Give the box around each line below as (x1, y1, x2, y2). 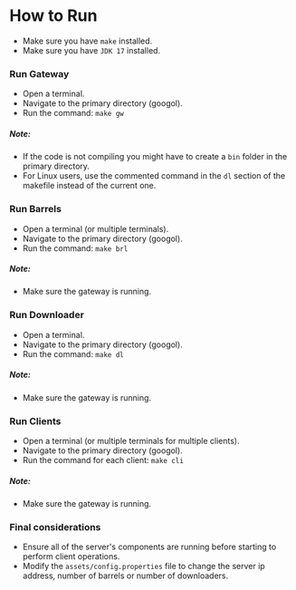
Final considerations (9, 520, 101, 533)
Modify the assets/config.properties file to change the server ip (22, 561, 265, 572)
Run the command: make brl (22, 242, 129, 254)
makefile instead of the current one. (22, 180, 157, 191)
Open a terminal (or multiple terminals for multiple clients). (22, 436, 240, 447)
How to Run (9, 5, 98, 26)
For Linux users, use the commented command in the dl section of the (22, 170, 286, 181)
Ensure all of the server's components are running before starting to (22, 541, 277, 553)
